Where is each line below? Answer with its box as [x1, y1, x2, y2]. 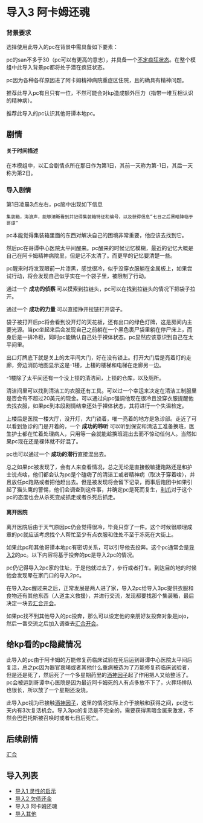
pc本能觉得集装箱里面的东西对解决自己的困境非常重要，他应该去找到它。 [6, 232, 187, 239]
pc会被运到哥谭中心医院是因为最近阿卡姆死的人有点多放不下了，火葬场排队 [6, 679, 193, 686]
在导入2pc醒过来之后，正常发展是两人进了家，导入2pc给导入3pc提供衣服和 [6, 584, 194, 592]
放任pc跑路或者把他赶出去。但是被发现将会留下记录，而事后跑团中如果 [11, 478, 187, 486]
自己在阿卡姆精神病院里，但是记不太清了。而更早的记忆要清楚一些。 [6, 252, 176, 260]
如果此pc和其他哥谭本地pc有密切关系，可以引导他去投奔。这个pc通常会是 [6, 543, 189, 551]
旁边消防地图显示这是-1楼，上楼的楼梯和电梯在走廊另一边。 [16, 362, 165, 369]
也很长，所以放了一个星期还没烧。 [6, 687, 91, 694]
